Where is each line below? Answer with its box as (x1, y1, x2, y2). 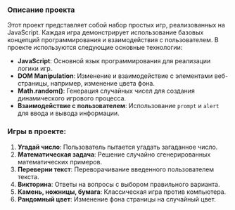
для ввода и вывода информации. (17, 109, 120, 117)
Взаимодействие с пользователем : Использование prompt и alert (17, 102, 220, 110)
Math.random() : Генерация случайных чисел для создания (17, 86, 196, 96)
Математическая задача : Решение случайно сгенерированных (17, 150, 211, 159)
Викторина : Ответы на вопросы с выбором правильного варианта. (17, 180, 220, 188)
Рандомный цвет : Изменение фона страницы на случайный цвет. (17, 195, 216, 203)
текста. (17, 172, 39, 181)
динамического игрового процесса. (17, 94, 127, 103)
